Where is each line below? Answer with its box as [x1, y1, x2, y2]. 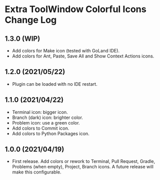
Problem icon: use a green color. [12, 119, 80, 126]
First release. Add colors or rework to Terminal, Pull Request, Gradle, [12, 158, 155, 164]
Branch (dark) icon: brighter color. [12, 114, 83, 121]
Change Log [5, 14, 57, 26]
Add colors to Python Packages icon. [12, 130, 90, 137]
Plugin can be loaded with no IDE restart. [12, 81, 98, 87]
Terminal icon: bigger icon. [12, 109, 68, 115]
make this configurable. [12, 169, 62, 175]
